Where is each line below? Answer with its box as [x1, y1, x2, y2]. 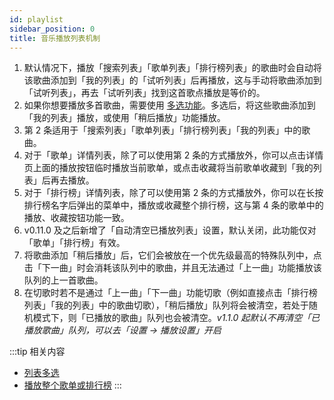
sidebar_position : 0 [9, 24, 96, 34]
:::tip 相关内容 [9, 346, 66, 358]
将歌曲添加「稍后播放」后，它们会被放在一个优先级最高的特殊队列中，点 [23, 249, 322, 261]
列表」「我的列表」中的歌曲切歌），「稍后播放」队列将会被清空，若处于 [23, 299, 309, 311]
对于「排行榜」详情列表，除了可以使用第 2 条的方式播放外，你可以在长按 [23, 187, 324, 199]
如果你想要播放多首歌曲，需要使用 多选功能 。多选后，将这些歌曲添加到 [23, 99, 316, 111]
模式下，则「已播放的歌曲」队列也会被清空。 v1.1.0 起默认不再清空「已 [32, 312, 321, 324]
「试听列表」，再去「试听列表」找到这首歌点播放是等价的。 [23, 87, 266, 99]
